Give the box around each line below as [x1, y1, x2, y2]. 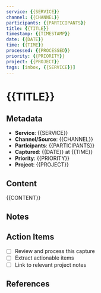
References [6, 279, 50, 289]
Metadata [6, 113, 43, 124]
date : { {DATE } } [6, 36, 44, 42]
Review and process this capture [14, 248, 95, 255]
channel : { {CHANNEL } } [6, 14, 60, 20]
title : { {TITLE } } [6, 25, 49, 32]
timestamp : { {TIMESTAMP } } [6, 31, 70, 37]
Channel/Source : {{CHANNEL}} [14, 135, 93, 143]
